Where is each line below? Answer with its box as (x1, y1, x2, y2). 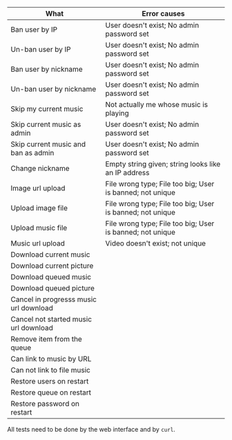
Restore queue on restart (10, 388, 92, 397)
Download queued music (10, 272, 92, 281)
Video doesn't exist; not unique (105, 239, 206, 248)
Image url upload (10, 183, 66, 192)
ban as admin (10, 148, 55, 157)
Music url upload (10, 239, 66, 248)
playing (105, 108, 129, 118)
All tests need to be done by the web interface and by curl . (7, 426, 176, 433)
